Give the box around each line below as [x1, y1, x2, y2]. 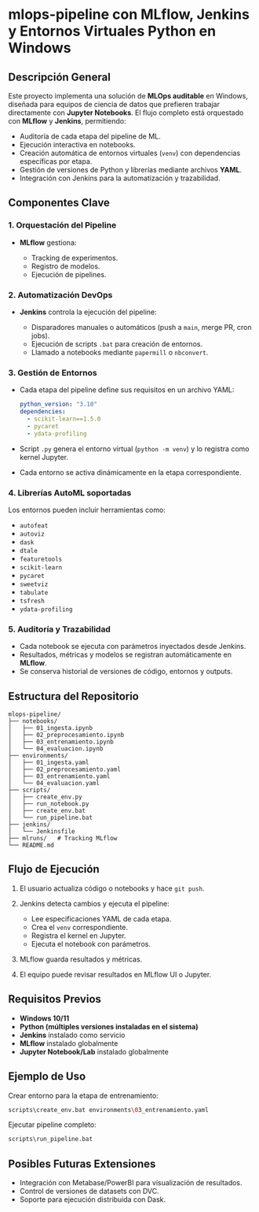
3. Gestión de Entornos [8, 367, 97, 378]
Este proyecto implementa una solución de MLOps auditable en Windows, [8, 91, 249, 100]
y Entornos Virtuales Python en [8, 22, 217, 40]
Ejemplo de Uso [8, 1069, 86, 1084]
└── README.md [8, 841, 55, 850]
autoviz [19, 530, 45, 538]
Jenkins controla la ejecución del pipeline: [19, 307, 157, 317]
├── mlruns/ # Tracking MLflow [8, 835, 118, 843]
